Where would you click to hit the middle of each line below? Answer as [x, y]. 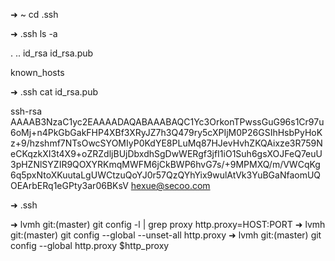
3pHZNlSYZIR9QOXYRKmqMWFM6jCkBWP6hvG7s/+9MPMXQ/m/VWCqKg [165, 164]
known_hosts [37, 72]
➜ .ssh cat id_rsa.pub [54, 92]
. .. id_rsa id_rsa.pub [52, 53]
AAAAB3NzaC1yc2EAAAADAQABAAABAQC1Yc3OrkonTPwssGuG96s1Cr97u [167, 122]
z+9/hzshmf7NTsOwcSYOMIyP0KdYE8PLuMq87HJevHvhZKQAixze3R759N [166, 143]
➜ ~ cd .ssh [34, 14]
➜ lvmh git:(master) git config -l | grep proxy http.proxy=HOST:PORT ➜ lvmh [168, 224]
